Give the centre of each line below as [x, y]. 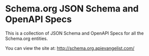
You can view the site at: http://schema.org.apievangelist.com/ [70, 48]
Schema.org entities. [27, 38]
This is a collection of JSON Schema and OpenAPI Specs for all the [74, 33]
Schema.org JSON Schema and [72, 9]
